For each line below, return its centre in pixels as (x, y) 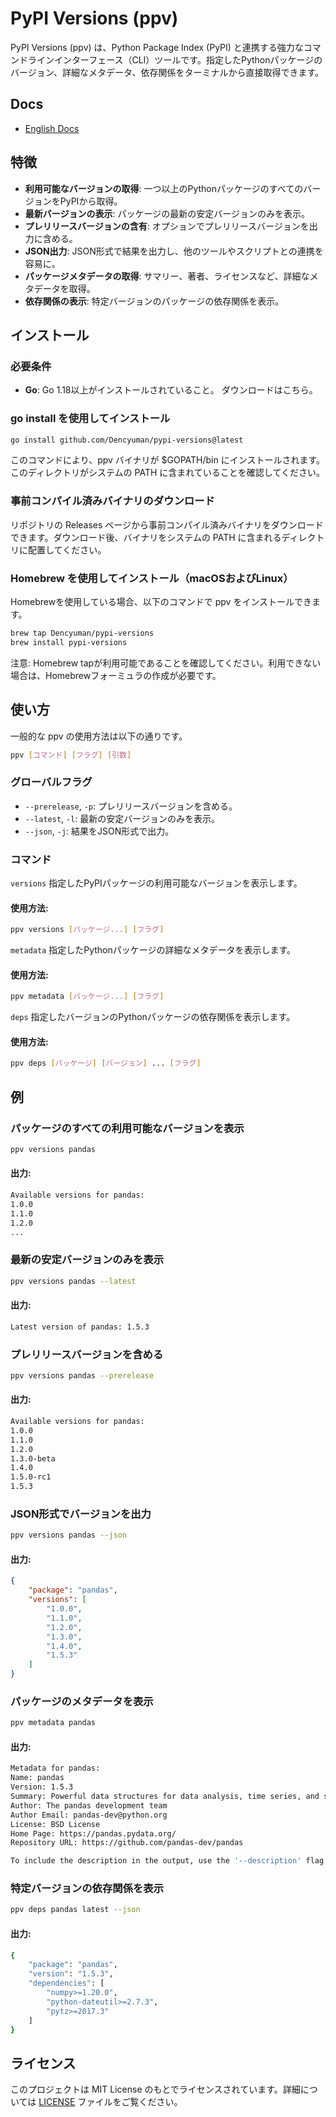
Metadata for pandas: (55, 1768)
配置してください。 (67, 549)
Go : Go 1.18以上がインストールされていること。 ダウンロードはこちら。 (171, 390)
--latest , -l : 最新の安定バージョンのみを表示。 (122, 818)
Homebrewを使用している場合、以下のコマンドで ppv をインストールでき (161, 602)
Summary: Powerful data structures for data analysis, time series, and (165, 1797)
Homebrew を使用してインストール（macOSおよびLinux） (152, 578)
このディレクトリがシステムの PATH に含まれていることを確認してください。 (168, 473)
